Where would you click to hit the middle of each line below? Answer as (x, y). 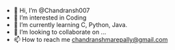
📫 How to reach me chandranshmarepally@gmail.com (91, 40)
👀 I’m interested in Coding (50, 18)
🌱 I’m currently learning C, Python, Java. (70, 25)
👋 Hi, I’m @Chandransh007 (52, 10)
